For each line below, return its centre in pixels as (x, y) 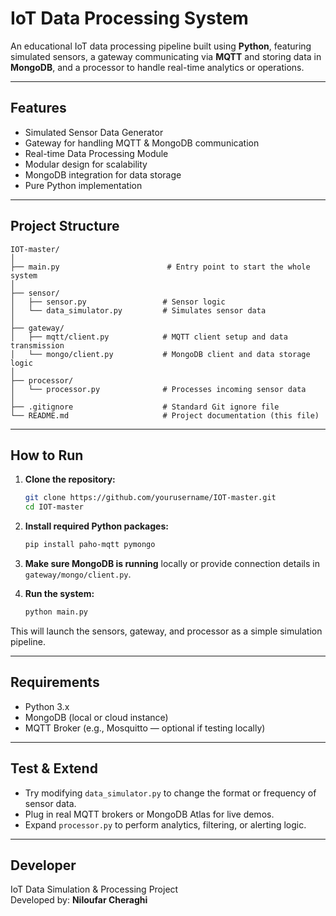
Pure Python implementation (83, 185)
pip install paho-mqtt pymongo (90, 545)
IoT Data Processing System (129, 18)
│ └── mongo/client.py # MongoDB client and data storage (160, 354)
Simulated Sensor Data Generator (94, 132)
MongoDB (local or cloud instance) (96, 717)
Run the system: (59, 593)
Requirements (55, 682)
